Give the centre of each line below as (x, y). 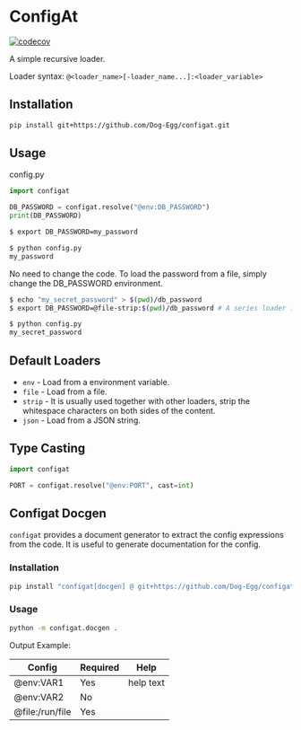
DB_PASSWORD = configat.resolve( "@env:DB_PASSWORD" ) (110, 207)
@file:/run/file (43, 711)
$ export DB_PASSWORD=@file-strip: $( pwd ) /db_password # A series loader (148, 308)
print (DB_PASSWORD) (46, 216)
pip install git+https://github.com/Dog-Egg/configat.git (120, 125)
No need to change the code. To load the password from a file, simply (138, 273)
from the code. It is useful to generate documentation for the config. (135, 544)
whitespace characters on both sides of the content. (119, 411)
